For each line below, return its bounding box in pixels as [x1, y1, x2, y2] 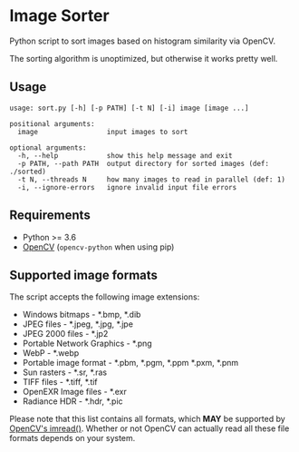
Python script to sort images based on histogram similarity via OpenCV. [9, 35, 276, 46]
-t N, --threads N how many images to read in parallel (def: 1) [17, 174, 285, 184]
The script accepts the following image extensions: [9, 291, 200, 302]
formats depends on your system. [9, 433, 136, 444]
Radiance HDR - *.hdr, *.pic [22, 396, 124, 407]
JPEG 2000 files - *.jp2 [22, 329, 109, 339]
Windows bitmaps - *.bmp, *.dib [22, 310, 141, 320]
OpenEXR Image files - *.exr [22, 387, 127, 398]
